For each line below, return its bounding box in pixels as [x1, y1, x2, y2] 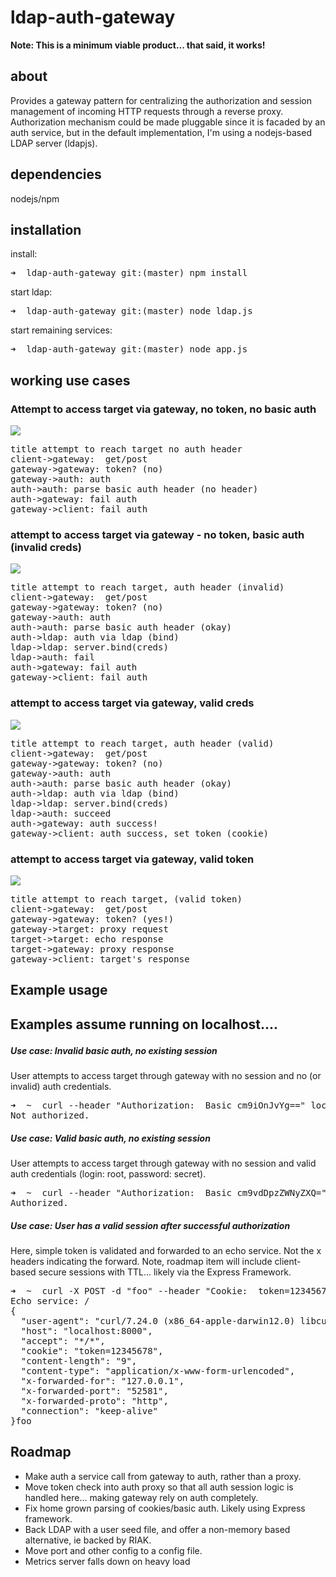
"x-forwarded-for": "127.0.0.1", [20, 1376, 185, 1387]
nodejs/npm [10, 192, 60, 205]
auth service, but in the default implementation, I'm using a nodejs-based [10, 126, 312, 138]
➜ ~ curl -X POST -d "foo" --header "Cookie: [10, 1286, 248, 1297]
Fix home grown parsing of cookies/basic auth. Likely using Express [24, 1502, 306, 1514]
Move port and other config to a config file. [24, 1544, 203, 1556]
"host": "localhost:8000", [20, 1326, 153, 1337]
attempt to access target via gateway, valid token [10, 852, 255, 866]
